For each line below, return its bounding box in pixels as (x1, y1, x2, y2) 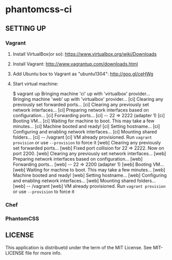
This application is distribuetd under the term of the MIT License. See (5, 244, 152, 250)
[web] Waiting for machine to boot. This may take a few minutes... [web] (12, 166, 165, 172)
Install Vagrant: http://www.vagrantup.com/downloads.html (12, 60, 138, 67)
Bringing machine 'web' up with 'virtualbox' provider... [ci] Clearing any (12, 96, 163, 102)
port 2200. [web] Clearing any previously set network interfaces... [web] (12, 150, 166, 157)
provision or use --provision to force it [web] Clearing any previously (12, 139, 161, 145)
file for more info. (25, 250, 62, 256)
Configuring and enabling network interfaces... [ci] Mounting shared (12, 128, 157, 135)
